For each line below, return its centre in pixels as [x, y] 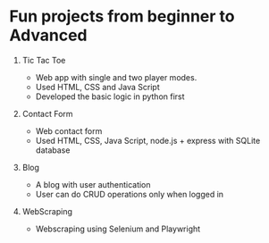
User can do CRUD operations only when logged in [130, 194]
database [53, 150]
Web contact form [69, 130]
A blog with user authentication [93, 184]
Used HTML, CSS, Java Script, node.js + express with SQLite [148, 140]
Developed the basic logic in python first [110, 96]
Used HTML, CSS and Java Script [97, 87]
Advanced [48, 35]
